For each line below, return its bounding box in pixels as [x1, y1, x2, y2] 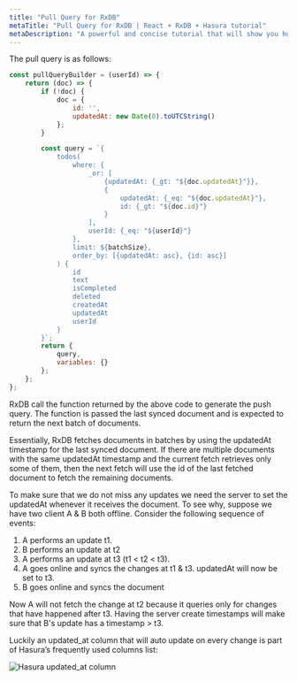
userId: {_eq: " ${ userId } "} [88, 226, 192, 235]
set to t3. [21, 572, 55, 583]
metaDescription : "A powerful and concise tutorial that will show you [9, 29, 278, 38]
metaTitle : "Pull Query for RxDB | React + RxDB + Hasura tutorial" [9, 21, 267, 30]
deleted [72, 293, 101, 302]
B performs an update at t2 [21, 544, 121, 555]
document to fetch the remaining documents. [9, 472, 174, 483]
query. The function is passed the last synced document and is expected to [9, 408, 285, 418]
